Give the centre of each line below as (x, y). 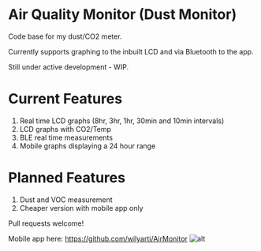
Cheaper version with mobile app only (81, 208)
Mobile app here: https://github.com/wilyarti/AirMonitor (98, 238)
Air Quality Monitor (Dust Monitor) (123, 15)
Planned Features (67, 178)
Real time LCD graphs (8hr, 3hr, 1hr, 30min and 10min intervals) (122, 121)
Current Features (65, 99)
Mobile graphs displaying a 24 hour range (88, 146)
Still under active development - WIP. (68, 67)
